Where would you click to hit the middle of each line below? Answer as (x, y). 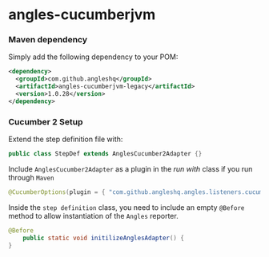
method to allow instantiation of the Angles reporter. (93, 215)
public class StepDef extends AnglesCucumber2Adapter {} (105, 154)
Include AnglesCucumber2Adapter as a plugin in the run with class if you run (130, 169)
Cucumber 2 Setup (46, 121)
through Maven (31, 178)
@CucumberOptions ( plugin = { (57, 192)
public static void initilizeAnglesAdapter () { (103, 238)
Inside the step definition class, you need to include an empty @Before (126, 207)
